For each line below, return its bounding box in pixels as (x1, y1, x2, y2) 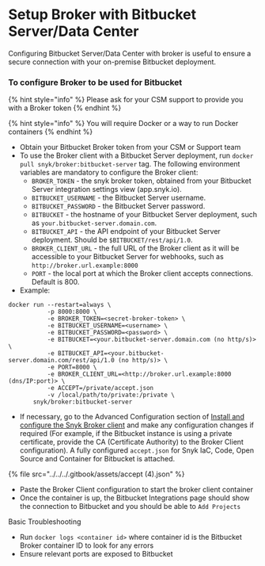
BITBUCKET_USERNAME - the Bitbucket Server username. (31, 193, 206, 203)
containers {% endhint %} (8, 127, 93, 136)
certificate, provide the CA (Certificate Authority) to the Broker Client (19, 438, 244, 447)
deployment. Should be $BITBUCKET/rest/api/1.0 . (31, 235, 193, 245)
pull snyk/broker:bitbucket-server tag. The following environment (19, 159, 240, 169)
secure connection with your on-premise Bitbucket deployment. (8, 57, 216, 67)
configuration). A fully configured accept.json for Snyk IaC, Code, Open (19, 446, 255, 455)
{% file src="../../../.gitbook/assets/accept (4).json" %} (8, 469, 185, 479)
